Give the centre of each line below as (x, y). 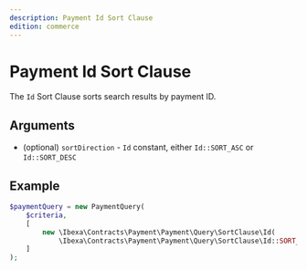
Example (35, 186)
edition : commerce (44, 26)
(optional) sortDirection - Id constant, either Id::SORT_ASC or (138, 148)
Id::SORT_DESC (49, 158)
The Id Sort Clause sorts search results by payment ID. (113, 97)
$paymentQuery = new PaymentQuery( (77, 207)
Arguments (42, 125)
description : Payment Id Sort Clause (81, 18)
